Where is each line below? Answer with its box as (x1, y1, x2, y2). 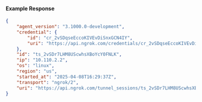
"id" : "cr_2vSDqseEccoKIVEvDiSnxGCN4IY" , (27, 35, 133, 41)
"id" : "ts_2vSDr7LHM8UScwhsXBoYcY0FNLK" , (16, 52, 122, 58)
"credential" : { (16, 29, 58, 35)
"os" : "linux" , (16, 63, 55, 69)
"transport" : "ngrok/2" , (16, 79, 79, 85)
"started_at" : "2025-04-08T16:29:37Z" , (16, 74, 117, 80)
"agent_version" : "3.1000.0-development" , (16, 24, 125, 30)
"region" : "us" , (16, 68, 58, 74)
